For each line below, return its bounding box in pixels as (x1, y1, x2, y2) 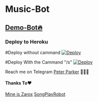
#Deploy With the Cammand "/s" (5, 59, 72, 65)
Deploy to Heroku (5, 38, 48, 45)
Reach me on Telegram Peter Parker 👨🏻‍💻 (5, 69, 90, 75)
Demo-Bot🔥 (5, 23, 43, 32)
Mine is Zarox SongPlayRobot (5, 91, 66, 98)
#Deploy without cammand (5, 49, 61, 55)
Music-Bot (5, 3, 50, 15)
